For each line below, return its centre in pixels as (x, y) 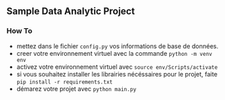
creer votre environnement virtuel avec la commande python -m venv (114, 53)
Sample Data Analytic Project (71, 11)
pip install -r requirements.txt (65, 82)
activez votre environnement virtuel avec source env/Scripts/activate (117, 67)
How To (19, 31)
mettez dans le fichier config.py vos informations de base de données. (117, 46)
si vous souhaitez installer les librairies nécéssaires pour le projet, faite (117, 74)
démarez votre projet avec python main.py (76, 88)
